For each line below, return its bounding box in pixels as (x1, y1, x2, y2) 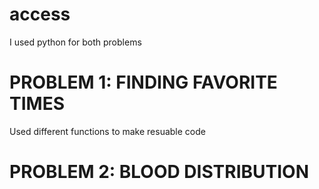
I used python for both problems (9, 36, 142, 48)
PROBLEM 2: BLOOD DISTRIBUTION (9, 161, 310, 183)
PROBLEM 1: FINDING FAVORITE (9, 71, 278, 94)
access (9, 3, 71, 26)
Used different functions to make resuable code (9, 125, 206, 137)
